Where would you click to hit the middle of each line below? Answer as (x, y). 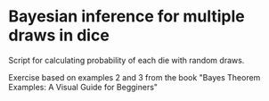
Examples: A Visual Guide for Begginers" (83, 87)
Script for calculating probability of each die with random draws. (126, 60)
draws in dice (59, 35)
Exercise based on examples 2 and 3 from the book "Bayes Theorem (134, 77)
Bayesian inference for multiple (127, 17)
